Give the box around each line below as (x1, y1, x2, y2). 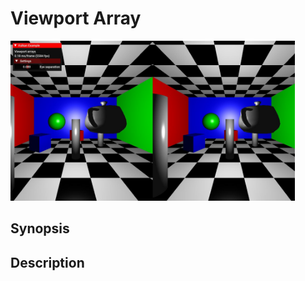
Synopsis (10, 220, 70, 237)
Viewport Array (10, 7, 142, 30)
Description (10, 254, 85, 271)
